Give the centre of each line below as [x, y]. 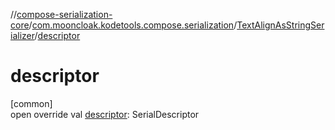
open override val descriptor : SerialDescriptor [105, 114]
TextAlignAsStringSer [280, 25]
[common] [31, 103]
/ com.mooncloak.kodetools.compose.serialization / [133, 25]
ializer [22, 35]
